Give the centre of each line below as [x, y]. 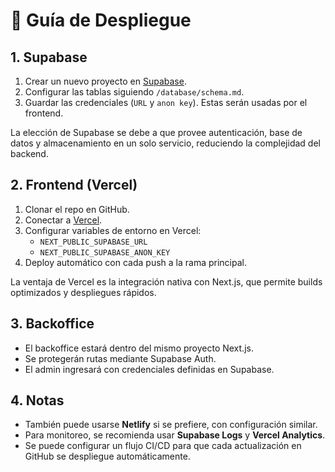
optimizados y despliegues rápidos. [83, 292]
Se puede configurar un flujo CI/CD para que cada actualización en [163, 446]
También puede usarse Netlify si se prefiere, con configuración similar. [171, 425]
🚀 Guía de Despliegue [101, 20]
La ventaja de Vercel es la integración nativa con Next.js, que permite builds [166, 281]
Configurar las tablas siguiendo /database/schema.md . [134, 92]
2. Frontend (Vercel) [74, 185]
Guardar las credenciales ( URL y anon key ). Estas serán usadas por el [166, 102]
